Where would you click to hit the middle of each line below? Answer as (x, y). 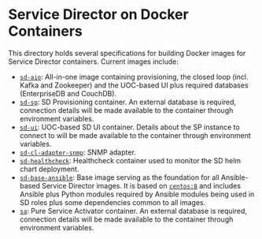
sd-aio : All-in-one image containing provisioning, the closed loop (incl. (134, 77)
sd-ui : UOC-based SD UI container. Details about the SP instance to (129, 127)
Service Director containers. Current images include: (94, 62)
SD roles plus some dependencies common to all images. (113, 202)
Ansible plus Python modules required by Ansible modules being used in (137, 194)
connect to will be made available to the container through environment (135, 135)
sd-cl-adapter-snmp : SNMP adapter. (77, 152)
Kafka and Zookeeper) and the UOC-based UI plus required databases (134, 85)
